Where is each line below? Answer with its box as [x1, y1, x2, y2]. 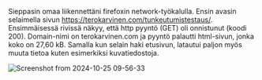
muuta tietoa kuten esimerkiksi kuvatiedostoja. [8, 49, 159, 57]
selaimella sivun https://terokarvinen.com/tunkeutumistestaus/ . [8, 15, 213, 24]
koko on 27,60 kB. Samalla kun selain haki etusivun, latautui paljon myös [8, 40, 242, 49]
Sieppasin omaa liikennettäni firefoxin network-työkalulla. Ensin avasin [8, 7, 237, 16]
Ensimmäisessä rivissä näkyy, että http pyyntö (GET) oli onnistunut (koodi [8, 24, 247, 32]
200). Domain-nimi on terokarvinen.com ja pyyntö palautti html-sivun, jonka [8, 31, 255, 41]
